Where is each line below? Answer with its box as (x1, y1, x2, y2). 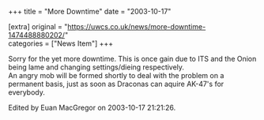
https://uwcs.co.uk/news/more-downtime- (66, 22, 206, 31)
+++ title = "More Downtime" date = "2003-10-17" (8, 7, 172, 16)
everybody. (8, 88, 45, 97)
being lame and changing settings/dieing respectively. (8, 62, 184, 72)
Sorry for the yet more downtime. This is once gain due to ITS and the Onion (8, 54, 257, 63)
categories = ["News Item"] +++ (8, 39, 114, 48)
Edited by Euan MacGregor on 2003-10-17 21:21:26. (8, 103, 176, 112)
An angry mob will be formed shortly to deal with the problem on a (8, 71, 224, 80)
